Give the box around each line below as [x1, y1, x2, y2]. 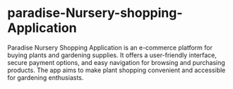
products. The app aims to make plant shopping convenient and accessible [7, 66, 226, 74]
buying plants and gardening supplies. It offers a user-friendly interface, [7, 51, 217, 59]
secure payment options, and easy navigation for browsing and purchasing [7, 58, 226, 66]
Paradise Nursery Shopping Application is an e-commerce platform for [7, 43, 213, 52]
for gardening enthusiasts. [7, 73, 84, 82]
